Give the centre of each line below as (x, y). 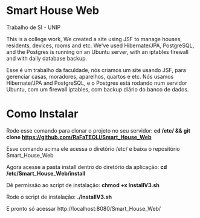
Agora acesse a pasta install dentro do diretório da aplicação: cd (87, 167)
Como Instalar (42, 114)
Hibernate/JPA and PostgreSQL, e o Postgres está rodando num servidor (97, 83)
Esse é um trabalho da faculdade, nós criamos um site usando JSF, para (96, 70)
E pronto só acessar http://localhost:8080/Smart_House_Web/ (84, 208)
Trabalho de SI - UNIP (34, 27)
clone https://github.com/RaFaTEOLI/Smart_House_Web (79, 137)
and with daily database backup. (47, 58)
